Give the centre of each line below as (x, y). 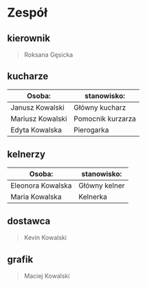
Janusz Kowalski (38, 107)
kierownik (29, 38)
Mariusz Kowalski (39, 119)
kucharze (28, 76)
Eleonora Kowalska (41, 186)
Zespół (27, 13)
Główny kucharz (100, 107)
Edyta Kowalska (36, 130)
